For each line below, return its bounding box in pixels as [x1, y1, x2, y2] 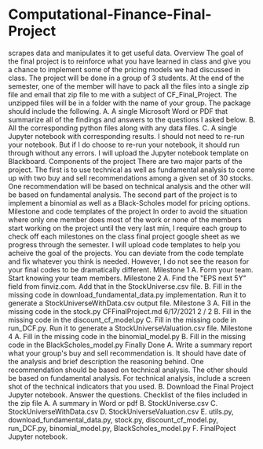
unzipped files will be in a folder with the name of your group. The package [8, 98, 251, 108]
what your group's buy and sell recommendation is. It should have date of [8, 348, 247, 358]
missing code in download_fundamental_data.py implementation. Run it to [8, 290, 247, 299]
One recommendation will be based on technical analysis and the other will [8, 181, 251, 191]
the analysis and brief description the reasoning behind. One [8, 356, 204, 366]
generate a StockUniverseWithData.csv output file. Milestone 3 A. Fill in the [8, 298, 251, 308]
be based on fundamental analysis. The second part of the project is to [8, 190, 238, 199]
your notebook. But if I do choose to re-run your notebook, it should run [8, 140, 240, 149]
